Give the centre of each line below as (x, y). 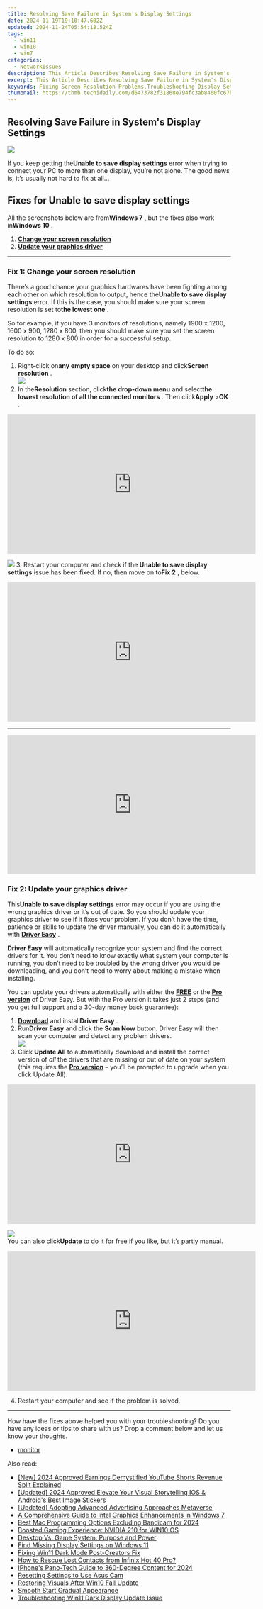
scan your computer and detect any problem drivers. (95, 1036)
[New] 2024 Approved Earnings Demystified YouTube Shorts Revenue (120, 1477)
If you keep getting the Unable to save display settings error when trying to (117, 163)
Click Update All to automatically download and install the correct (113, 1052)
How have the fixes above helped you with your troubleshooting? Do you (113, 1421)
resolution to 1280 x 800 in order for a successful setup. (89, 338)
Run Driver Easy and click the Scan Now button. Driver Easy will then (118, 1028)
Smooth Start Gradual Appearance (68, 1591)
